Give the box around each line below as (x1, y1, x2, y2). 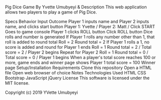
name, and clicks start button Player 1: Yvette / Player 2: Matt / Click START (5, 24, 155, 29)
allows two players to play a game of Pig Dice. (5, 9, 97, 15)
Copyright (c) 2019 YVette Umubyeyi (5, 89, 79, 95)
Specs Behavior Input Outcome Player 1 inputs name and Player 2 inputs (5, 19, 149, 24)
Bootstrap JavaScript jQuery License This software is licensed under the (5, 75, 150, 81)
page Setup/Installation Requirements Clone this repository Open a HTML (5, 65, 152, 71)
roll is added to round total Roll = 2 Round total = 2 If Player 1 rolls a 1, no (5, 39, 149, 45)
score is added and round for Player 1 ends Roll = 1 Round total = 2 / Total (5, 44, 152, 50)
